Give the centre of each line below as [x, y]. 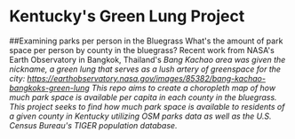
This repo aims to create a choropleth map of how [184, 88]
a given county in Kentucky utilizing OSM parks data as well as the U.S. [140, 116]
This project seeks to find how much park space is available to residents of [147, 106]
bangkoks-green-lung [50, 88]
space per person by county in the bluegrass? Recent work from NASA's [142, 50]
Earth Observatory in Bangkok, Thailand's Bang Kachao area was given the [147, 59]
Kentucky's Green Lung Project [127, 16]
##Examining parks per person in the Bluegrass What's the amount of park [146, 41]
